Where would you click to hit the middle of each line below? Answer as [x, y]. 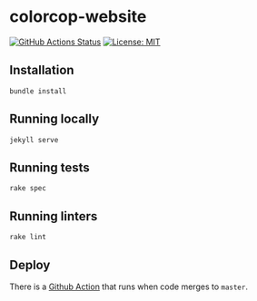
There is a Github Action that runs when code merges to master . [128, 286]
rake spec [28, 189]
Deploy [30, 265]
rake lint [28, 238]
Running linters [54, 216]
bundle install [38, 91]
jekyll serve [34, 140]
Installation [42, 70]
